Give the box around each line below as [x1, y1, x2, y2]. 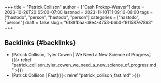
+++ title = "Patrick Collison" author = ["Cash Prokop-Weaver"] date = [4, 4, 145, 10]
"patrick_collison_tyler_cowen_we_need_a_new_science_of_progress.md [11, 62, 157, 67]
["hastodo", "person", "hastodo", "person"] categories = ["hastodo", [4, 15, 140, 20]
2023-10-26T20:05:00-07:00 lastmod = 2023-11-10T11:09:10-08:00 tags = [4, 9, 153, 15]
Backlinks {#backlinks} [4, 39, 76, 47]
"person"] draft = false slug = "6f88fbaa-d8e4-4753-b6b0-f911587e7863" [4, 19, 153, 25]
